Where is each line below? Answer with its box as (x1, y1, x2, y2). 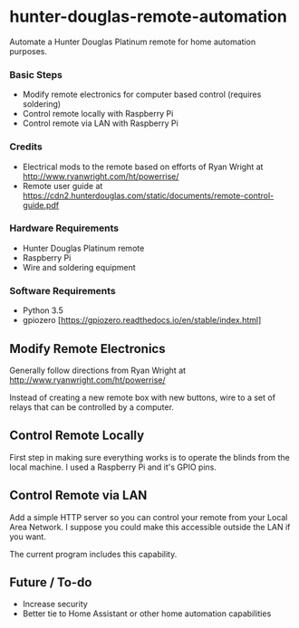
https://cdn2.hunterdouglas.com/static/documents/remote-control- (22, 190, 275, 201)
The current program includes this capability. (9, 548, 178, 559)
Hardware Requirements (9, 222, 120, 234)
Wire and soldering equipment (22, 262, 136, 272)
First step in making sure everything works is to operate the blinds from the (9, 452, 290, 462)
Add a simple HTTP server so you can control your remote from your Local (9, 511, 288, 522)
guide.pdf (22, 199, 60, 210)
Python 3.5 (22, 305, 63, 316)
